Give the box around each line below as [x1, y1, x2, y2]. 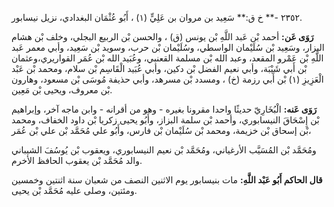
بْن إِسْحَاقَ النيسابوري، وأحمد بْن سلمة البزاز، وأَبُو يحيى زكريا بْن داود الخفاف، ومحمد [11, 114, 320, 126]
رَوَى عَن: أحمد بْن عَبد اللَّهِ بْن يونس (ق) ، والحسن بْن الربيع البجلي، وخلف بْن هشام [11, 31, 314, 42]
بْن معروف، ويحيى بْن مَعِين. [11, 84, 113, 96]
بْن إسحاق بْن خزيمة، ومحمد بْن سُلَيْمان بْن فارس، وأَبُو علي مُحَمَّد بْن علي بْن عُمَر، [11, 125, 312, 136]
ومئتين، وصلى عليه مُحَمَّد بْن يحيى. [11, 185, 138, 196]
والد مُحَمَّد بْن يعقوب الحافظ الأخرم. [11, 155, 143, 166]
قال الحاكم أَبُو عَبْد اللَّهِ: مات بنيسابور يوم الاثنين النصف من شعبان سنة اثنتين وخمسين [11, 174, 323, 186]
